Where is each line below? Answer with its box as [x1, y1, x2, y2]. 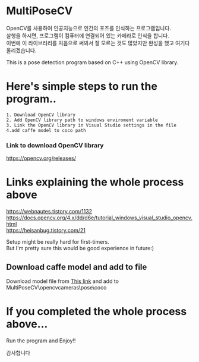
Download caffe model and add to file [6, 262, 147, 272]
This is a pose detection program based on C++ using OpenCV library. [6, 58, 179, 66]
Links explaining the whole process [6, 175, 184, 189]
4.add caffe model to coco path [6, 127, 86, 133]
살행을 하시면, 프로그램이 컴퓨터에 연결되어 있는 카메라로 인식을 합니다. [6, 32, 169, 39]
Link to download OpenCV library [6, 141, 104, 149]
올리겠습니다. [6, 46, 37, 54]
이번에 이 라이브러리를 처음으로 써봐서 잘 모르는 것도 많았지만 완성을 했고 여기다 [6, 39, 190, 46]
